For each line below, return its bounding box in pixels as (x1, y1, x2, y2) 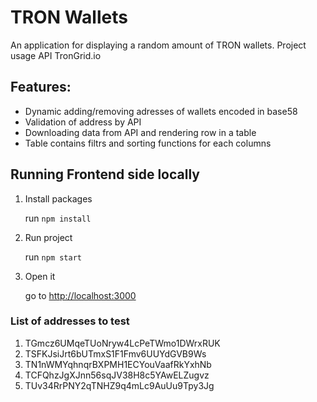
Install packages (24, 192, 93, 205)
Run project (24, 231, 73, 243)
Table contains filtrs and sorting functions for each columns (24, 137, 272, 149)
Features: (10, 79, 72, 96)
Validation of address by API (24, 116, 142, 128)
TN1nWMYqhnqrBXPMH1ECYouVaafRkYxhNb (24, 358, 212, 370)
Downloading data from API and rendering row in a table (24, 126, 257, 138)
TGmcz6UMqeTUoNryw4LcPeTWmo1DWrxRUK (24, 337, 221, 349)
